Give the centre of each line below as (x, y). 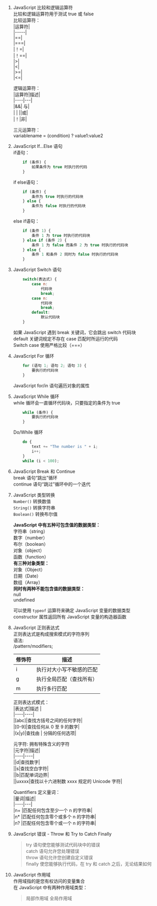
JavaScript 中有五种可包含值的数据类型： (57, 525)
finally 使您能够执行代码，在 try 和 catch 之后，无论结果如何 (89, 864)
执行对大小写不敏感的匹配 (67, 669)
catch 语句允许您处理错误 (53, 851)
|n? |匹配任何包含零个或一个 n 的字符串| (55, 823)
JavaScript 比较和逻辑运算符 (43, 7)
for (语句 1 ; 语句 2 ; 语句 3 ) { (55, 366)
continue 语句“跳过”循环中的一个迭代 (52, 484)
